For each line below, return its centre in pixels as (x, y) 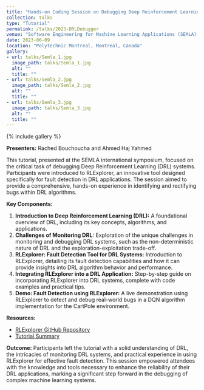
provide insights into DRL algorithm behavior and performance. (94, 267)
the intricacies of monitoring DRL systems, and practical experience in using (102, 354)
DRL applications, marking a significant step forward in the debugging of (97, 374)
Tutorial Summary (37, 336)
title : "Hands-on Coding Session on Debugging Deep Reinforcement (92, 12)
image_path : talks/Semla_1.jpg (51, 63)
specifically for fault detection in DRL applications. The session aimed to (97, 179)
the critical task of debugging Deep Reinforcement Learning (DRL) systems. (101, 166)
